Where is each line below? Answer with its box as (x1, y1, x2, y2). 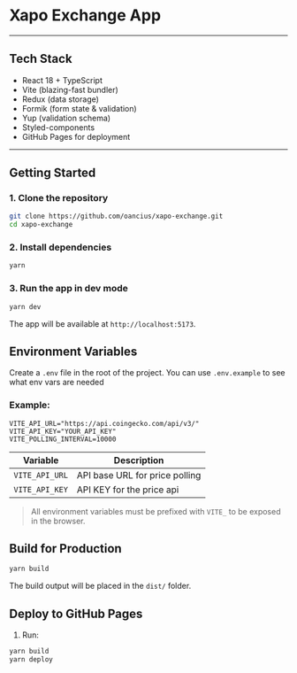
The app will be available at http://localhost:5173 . (9, 318, 196, 329)
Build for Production (9, 541, 122, 556)
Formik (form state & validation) (21, 103, 137, 113)
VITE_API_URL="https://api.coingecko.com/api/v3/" (9, 419, 200, 428)
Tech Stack (9, 51, 72, 66)
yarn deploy (9, 655, 53, 664)
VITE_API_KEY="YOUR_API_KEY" (9, 427, 117, 436)
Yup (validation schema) (21, 112, 111, 123)
